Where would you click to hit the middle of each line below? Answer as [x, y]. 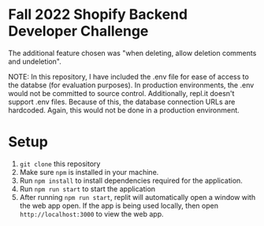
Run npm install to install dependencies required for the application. [131, 180]
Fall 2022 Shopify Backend [98, 15]
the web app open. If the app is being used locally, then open [119, 206]
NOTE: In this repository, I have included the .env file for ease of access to [129, 76]
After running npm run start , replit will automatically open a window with [138, 197]
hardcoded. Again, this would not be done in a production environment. [124, 110]
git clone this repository [60, 164]
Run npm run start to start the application [87, 189]
